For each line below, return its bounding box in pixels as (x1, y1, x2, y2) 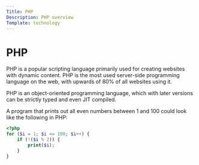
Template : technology (6, 20, 61, 26)
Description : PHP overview (6, 14, 74, 20)
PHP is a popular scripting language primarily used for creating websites (6, 65, 185, 72)
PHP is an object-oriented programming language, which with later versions (6, 90, 194, 97)
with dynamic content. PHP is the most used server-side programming (6, 72, 180, 79)
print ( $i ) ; (28, 142, 55, 148)
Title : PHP (6, 8, 34, 15)
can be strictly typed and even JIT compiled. (6, 96, 117, 103)
